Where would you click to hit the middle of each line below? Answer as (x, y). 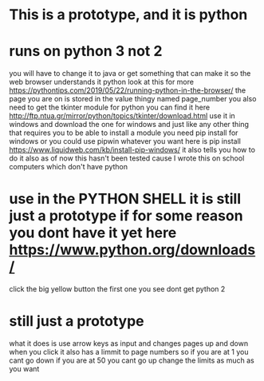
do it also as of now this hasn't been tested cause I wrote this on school (127, 158)
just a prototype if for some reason (126, 216)
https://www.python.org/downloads (132, 250)
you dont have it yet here (93, 233)
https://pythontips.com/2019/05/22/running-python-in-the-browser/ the (128, 90)
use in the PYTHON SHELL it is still (125, 199)
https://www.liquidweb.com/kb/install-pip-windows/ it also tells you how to (132, 150)
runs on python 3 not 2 (86, 52)
